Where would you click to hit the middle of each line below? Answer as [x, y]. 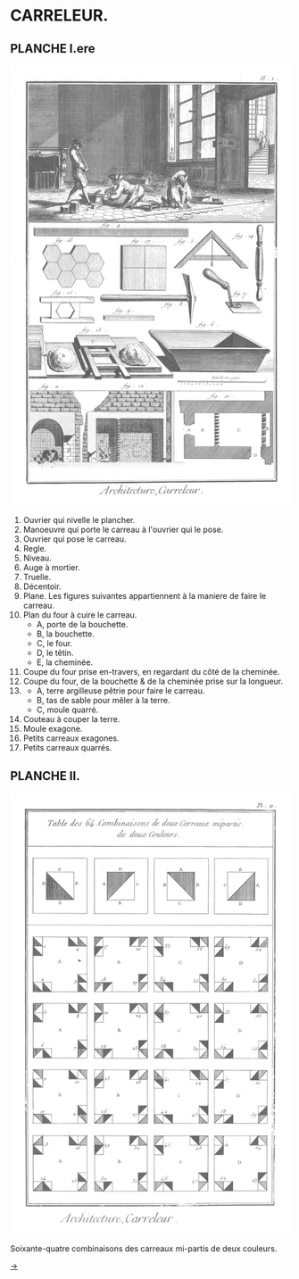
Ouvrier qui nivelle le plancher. [79, 520]
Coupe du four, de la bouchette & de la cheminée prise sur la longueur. [153, 681]
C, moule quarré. [67, 710]
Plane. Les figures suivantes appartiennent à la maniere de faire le [145, 596]
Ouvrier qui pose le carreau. [75, 539]
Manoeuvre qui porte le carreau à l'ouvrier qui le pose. [123, 530]
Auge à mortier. [51, 568]
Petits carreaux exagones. [71, 738]
